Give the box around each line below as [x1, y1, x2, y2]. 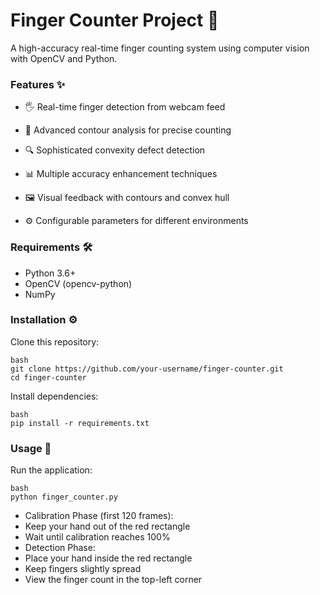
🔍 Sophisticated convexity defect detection [24, 144, 206, 156]
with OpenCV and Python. [10, 52, 118, 64]
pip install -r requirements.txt [10, 418, 150, 428]
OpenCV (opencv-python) [24, 277, 133, 289]
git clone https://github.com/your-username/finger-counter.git [10, 364, 284, 374]
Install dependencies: [10, 390, 99, 402]
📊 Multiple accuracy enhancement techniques [24, 168, 218, 180]
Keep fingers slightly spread [24, 563, 142, 575]
